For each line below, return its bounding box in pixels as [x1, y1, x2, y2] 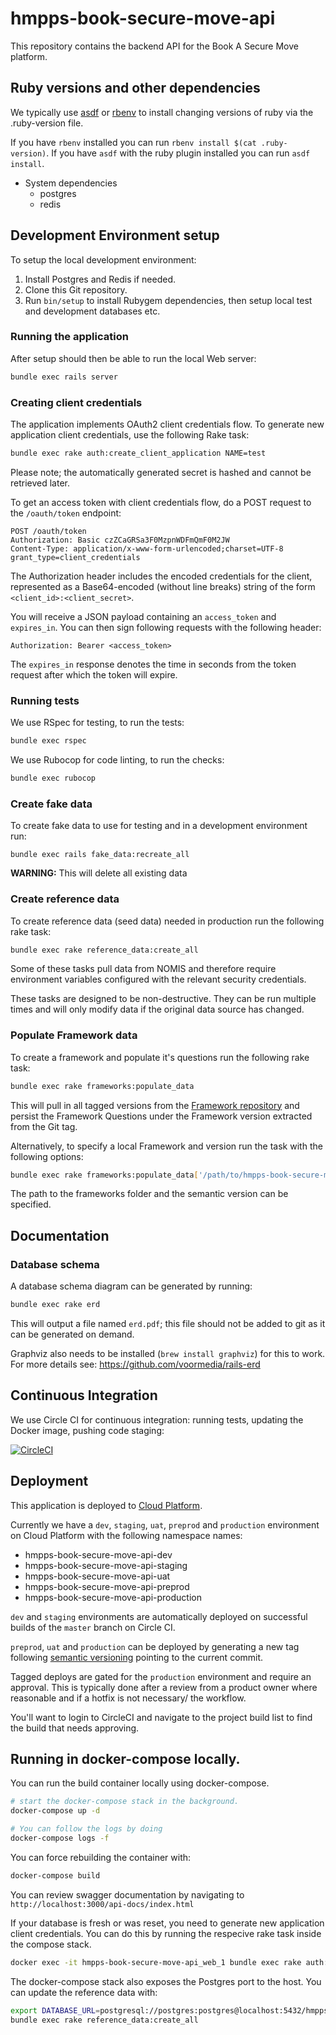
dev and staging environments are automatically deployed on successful [10, 1610, 308, 1622]
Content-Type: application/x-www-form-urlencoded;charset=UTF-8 [10, 543, 284, 554]
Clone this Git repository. [24, 283, 128, 296]
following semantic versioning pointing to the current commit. [10, 1651, 264, 1663]
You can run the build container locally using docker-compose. [10, 1777, 270, 1789]
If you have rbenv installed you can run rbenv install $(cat [10, 136, 257, 148]
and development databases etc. [24, 305, 161, 317]
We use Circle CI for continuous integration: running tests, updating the [10, 1413, 304, 1426]
